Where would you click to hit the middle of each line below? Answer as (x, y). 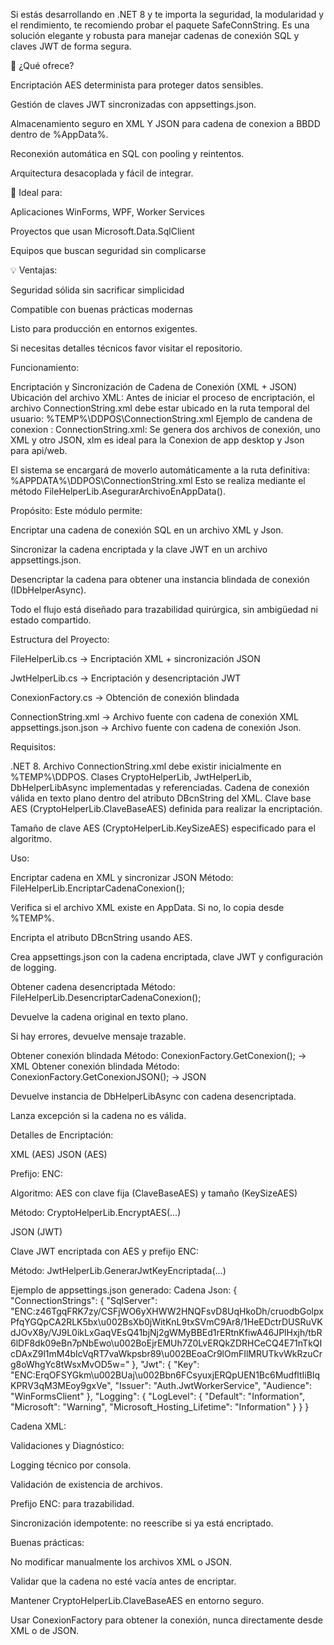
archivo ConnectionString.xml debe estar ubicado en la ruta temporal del (160, 408)
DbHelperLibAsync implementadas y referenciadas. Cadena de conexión (160, 787)
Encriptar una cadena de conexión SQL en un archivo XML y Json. (147, 530)
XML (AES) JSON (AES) (59, 1154)
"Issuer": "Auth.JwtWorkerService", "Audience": (213, 1385)
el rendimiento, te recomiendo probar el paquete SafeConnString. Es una (160, 25)
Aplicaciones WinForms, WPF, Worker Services (107, 212)
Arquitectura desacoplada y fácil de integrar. (102, 173)
